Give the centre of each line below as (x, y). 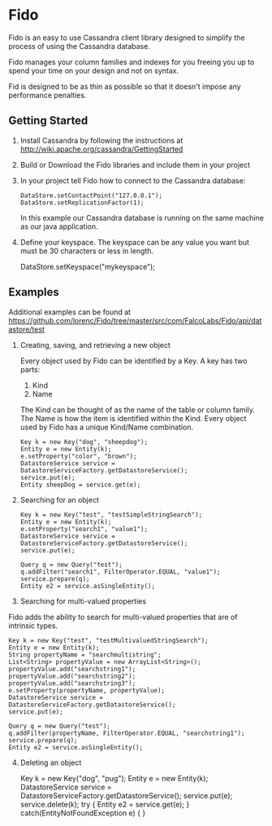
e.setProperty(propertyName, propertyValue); (86, 690)
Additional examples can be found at (70, 312)
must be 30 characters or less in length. (87, 251)
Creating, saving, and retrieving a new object (95, 345)
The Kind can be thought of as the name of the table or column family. (138, 410)
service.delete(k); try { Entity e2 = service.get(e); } (105, 804)
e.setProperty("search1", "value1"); (84, 529)
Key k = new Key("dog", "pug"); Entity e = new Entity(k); (114, 778)
